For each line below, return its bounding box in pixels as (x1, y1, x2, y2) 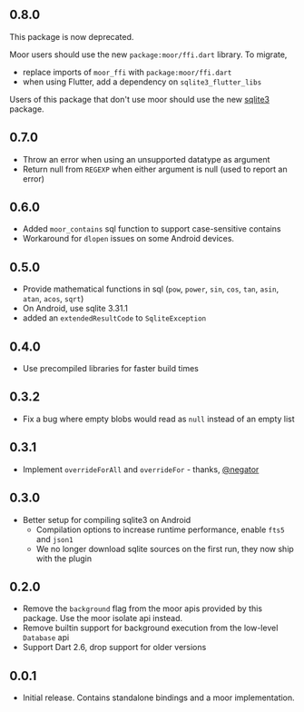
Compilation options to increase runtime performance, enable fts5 (35, 524, 285, 535)
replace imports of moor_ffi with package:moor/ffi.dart (22, 66, 232, 77)
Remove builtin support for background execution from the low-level (22, 622, 279, 634)
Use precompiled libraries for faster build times (22, 363, 200, 374)
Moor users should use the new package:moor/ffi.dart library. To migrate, (9, 49, 288, 60)
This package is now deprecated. (9, 31, 134, 42)
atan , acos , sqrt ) (22, 293, 84, 304)
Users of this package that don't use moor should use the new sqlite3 (9, 94, 270, 104)
